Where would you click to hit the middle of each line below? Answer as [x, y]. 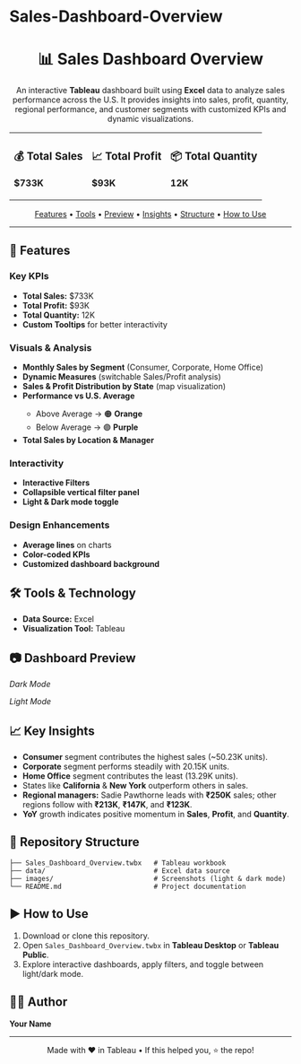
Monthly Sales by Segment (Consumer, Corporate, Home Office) [143, 367]
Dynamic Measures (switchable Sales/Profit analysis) [121, 377]
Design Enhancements [60, 525]
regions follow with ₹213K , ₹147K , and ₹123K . [107, 805]
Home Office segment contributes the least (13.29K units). [130, 776]
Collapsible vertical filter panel [81, 493]
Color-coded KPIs [56, 554]
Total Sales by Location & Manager [88, 440]
